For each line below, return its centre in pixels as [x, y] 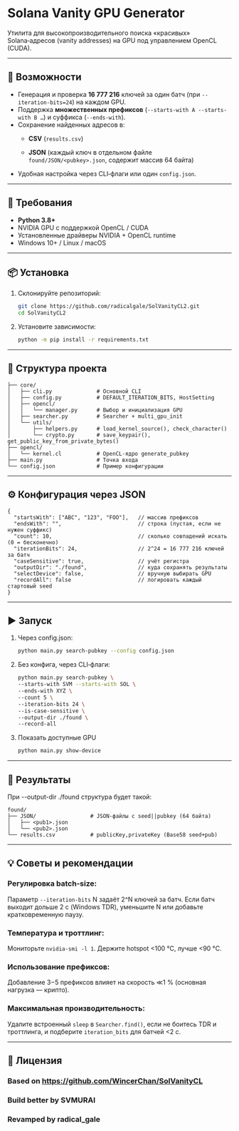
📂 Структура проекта [57, 369]
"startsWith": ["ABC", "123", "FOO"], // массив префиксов [106, 517]
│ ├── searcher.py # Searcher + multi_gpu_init [95, 416]
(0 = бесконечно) [33, 542]
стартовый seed [30, 586]
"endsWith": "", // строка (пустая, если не [117, 523]
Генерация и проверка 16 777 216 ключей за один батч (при [109, 94]
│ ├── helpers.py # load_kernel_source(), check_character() [117, 429]
